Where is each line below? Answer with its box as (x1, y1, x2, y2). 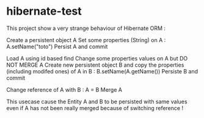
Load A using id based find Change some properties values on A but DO (6, 54, 188, 62)
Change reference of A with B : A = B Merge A (6, 86, 122, 93)
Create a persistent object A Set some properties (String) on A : (6, 36, 166, 43)
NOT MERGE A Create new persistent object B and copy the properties (6, 61, 184, 68)
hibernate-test (6, 4, 82, 18)
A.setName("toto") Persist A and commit (6, 43, 108, 50)
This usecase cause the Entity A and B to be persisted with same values (6, 98, 188, 105)
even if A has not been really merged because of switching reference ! (6, 104, 184, 111)
